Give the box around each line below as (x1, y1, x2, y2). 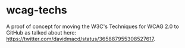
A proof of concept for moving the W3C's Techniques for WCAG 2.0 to (6, 23, 180, 30)
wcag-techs (6, 4, 67, 17)
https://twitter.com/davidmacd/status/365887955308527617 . (6, 35, 156, 42)
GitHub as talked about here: (6, 29, 77, 36)
